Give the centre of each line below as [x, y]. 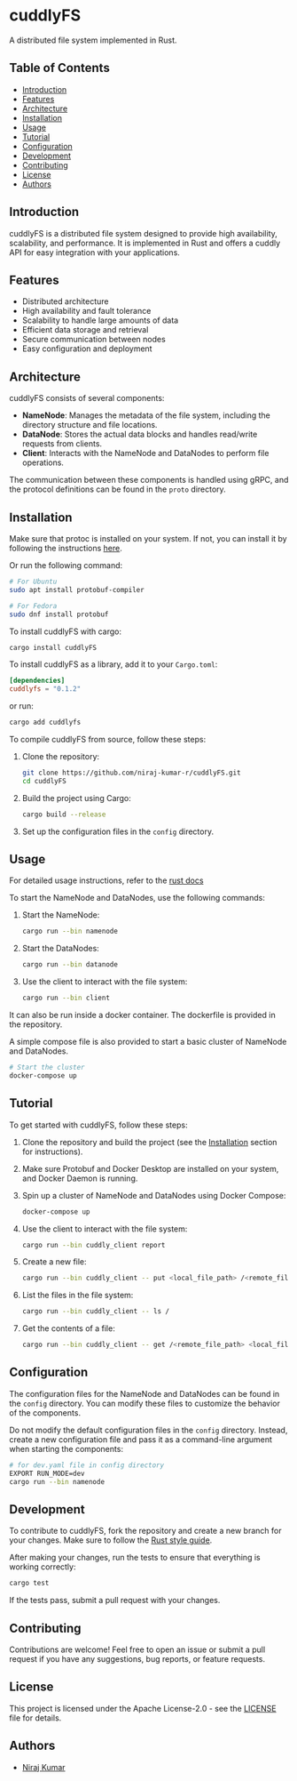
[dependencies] [37, 681]
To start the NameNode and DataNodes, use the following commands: [137, 898]
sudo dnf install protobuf [59, 614]
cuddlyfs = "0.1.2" [45, 689]
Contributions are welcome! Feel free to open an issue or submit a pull [137, 1649]
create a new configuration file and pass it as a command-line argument [141, 1439]
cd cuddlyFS [44, 781]
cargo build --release [64, 814]
